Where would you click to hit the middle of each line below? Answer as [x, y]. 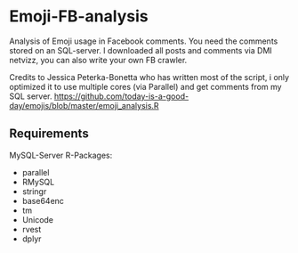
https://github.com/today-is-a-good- [121, 96]
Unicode [38, 219]
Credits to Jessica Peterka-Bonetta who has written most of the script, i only [149, 77]
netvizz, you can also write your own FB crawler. [98, 60]
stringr [34, 191]
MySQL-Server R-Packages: [61, 155]
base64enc [43, 200]
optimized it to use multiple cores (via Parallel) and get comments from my [145, 86]
